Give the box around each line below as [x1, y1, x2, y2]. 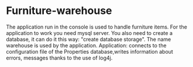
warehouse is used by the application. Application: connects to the [6, 42, 167, 49]
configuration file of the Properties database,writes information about [6, 48, 174, 55]
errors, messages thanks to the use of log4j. [6, 54, 113, 61]
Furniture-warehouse [6, 4, 112, 17]
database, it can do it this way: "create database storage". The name [6, 36, 171, 43]
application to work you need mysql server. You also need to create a [6, 29, 173, 36]
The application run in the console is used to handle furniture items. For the [6, 23, 187, 30]
